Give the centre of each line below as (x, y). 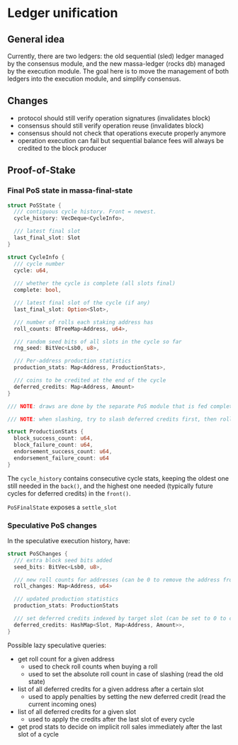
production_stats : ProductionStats (66, 606)
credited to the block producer (62, 148)
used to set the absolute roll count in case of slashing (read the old (126, 673)
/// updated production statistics (66, 599)
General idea (36, 39)
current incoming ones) (62, 704)
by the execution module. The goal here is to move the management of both (118, 71)
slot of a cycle (38, 734)
